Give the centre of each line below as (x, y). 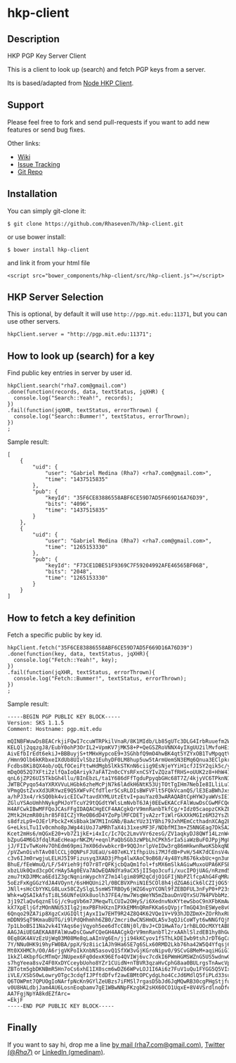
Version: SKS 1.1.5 (36, 723)
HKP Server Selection (55, 297)
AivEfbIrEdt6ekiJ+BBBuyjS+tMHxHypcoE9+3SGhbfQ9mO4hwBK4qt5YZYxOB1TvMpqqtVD (120, 754)
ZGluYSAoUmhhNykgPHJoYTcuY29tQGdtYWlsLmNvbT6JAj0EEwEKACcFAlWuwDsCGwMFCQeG (120, 803)
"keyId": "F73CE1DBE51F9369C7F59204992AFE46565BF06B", (127, 566)
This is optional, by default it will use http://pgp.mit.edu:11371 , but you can (117, 314)
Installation (32, 194)
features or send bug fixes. (46, 129)
